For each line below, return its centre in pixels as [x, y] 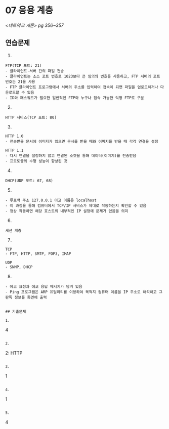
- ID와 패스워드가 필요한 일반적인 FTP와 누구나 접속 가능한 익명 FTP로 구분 [75, 98]
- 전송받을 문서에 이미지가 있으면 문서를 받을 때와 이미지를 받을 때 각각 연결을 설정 [82, 141]
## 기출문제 [16, 312]
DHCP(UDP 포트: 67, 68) [29, 181]
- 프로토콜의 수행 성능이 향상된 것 [36, 161]
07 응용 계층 [29, 10]
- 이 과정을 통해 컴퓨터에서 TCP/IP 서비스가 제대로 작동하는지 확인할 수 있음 [76, 205]
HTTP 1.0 [14, 136]
